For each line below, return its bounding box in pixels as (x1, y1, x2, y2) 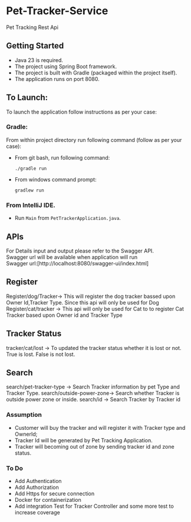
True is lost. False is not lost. (6, 351, 75, 358)
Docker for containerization (14, 497, 81, 503)
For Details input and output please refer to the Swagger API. (6, 247, 154, 254)
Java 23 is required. (14, 56, 64, 63)
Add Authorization (14, 484, 59, 491)
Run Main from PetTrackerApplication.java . (14, 215, 121, 222)
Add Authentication (14, 478, 62, 484)
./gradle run (14, 166, 47, 171)
